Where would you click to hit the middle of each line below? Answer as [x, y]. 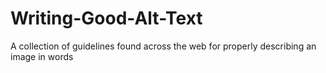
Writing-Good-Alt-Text [106, 18]
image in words [42, 56]
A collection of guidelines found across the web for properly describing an [163, 46]
